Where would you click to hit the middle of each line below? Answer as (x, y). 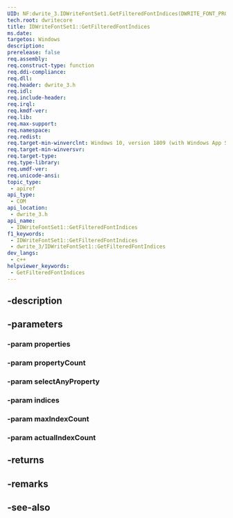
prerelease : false (34, 53)
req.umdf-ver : (28, 169)
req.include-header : (37, 98)
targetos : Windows (34, 40)
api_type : (21, 195)
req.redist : (24, 136)
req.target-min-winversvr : (46, 150)
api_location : (28, 208)
